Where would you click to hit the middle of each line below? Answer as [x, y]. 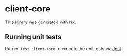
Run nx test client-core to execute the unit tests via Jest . [64, 48]
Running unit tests [33, 37]
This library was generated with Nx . [40, 22]
